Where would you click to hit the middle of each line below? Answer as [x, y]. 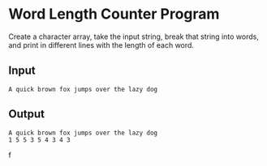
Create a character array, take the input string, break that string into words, [134, 36]
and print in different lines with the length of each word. [101, 45]
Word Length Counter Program [114, 14]
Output [26, 114]
